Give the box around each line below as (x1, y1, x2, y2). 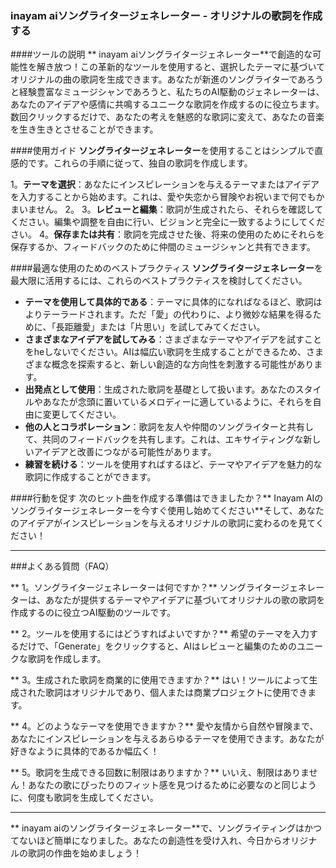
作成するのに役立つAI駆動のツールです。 (10, 607, 177, 619)
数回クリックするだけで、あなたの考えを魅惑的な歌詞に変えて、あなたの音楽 (10, 111, 325, 123)
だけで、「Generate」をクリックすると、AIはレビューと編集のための (18, 640, 298, 652)
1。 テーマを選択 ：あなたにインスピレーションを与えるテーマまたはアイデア (10, 178, 320, 191)
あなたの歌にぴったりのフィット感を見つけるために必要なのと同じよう (27, 779, 317, 791)
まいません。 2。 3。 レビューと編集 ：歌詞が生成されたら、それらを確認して (10, 203, 324, 216)
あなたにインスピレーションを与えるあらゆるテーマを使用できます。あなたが (10, 733, 325, 745)
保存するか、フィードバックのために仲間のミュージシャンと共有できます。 (10, 241, 316, 253)
